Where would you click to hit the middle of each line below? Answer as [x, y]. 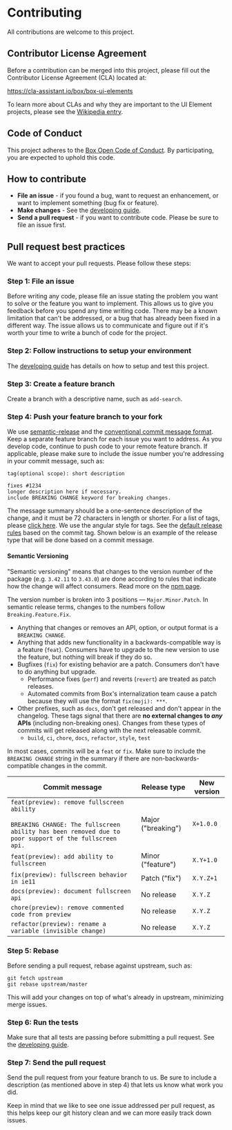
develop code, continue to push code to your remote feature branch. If [107, 446]
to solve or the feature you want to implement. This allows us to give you [110, 304]
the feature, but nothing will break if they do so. [85, 657]
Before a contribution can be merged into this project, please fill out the [109, 70]
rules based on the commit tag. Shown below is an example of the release [112, 533]
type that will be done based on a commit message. [80, 540]
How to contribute [47, 179]
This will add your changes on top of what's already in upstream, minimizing [116, 997]
